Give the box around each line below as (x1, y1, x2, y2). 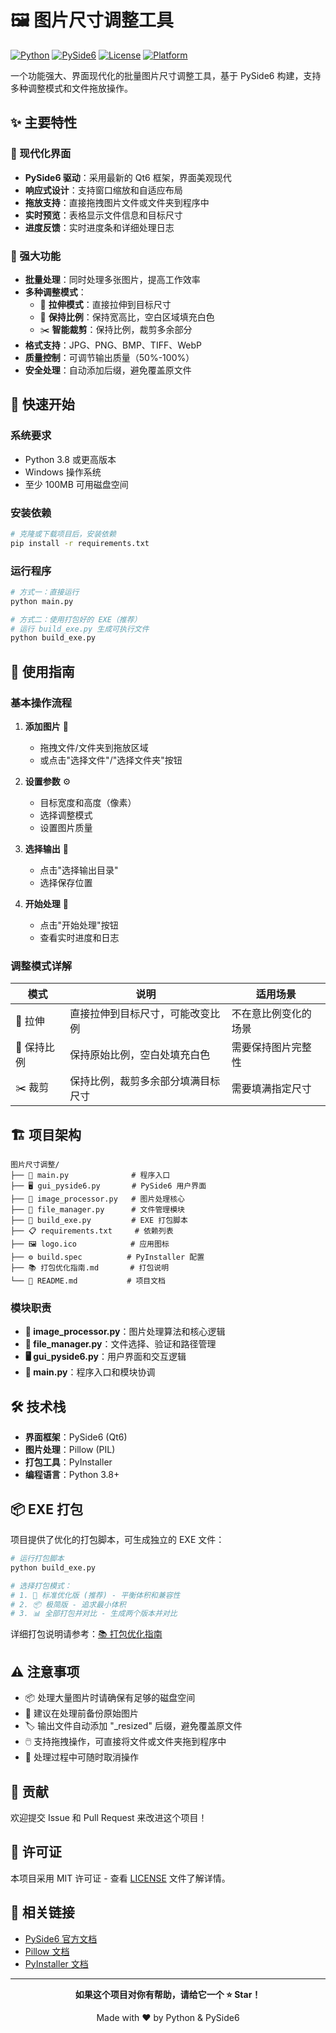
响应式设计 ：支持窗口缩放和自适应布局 (24, 184, 183, 196)
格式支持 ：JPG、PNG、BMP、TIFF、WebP (24, 339, 202, 351)
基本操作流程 (10, 696, 73, 710)
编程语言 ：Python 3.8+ (24, 1469, 120, 1481)
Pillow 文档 (24, 1945, 70, 1957)
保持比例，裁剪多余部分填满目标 (69, 1074, 221, 1088)
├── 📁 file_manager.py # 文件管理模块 (10, 1205, 185, 1215)
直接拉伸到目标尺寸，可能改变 (69, 1007, 211, 1021)
